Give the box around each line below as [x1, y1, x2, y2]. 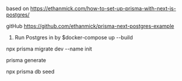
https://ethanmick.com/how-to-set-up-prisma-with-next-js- [30, 5, 176, 12]
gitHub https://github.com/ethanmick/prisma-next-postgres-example [6, 23, 174, 29]
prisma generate [6, 57, 46, 63]
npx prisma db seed [6, 68, 55, 75]
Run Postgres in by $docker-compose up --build [14, 34, 133, 41]
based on [6, 5, 30, 12]
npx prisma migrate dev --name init [6, 45, 93, 52]
